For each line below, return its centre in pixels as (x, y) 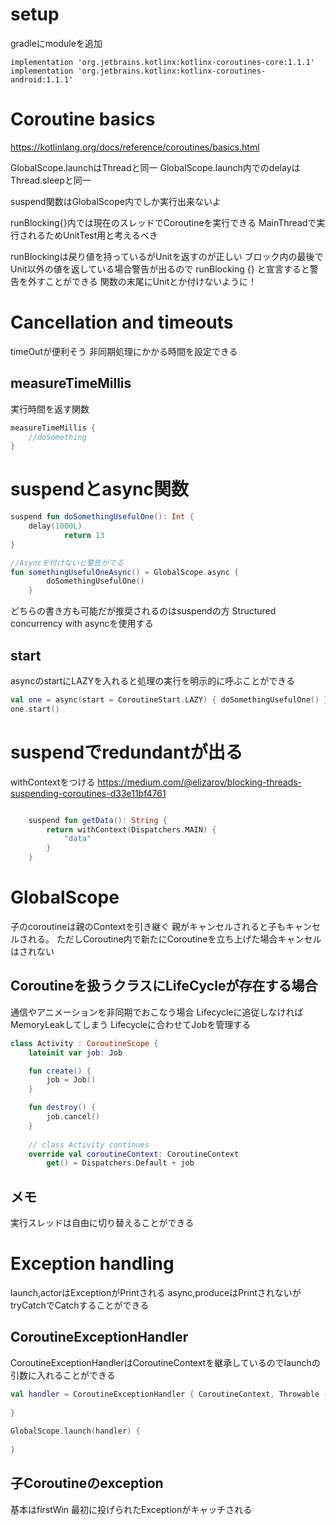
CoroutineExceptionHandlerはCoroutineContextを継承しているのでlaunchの (165, 1362)
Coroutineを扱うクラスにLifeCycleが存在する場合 (164, 986)
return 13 (84, 535)
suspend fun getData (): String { (98, 820)
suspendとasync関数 (99, 489)
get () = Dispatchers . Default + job (120, 1163)
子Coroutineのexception (87, 1483)
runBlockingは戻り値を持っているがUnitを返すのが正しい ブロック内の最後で (167, 256)
